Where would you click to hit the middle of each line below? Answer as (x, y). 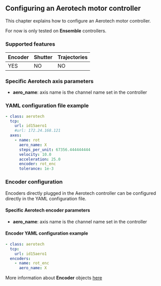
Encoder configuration (34, 182)
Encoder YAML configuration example (47, 233)
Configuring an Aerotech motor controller (73, 8)
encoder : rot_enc (37, 164)
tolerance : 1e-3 (36, 169)
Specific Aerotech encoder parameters (48, 210)
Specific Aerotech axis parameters (49, 81)
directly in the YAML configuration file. (46, 198)
